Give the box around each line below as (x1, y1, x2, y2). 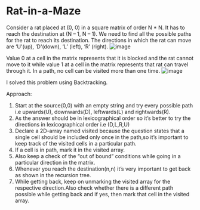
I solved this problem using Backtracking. (6, 79, 108, 86)
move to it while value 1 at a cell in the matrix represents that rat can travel (6, 61, 189, 68)
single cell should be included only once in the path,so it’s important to (14, 133, 189, 141)
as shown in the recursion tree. (14, 171, 91, 178)
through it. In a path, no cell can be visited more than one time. (6, 67, 160, 74)
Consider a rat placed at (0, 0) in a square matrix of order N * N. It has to (6, 24, 185, 31)
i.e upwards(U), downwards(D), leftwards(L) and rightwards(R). (14, 108, 171, 115)
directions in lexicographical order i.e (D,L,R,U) (14, 121, 130, 128)
